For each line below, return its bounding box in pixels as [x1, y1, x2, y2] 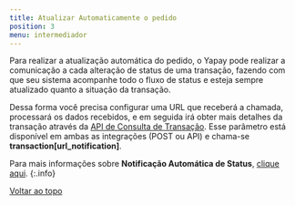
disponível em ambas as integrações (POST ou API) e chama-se [9, 131, 250, 142]
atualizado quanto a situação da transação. [9, 84, 171, 96]
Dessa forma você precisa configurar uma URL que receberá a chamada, [9, 102, 284, 113]
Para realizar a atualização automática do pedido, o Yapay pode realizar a [9, 56, 286, 67]
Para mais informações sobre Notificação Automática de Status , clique [9, 159, 280, 169]
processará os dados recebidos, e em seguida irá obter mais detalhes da [9, 111, 283, 123]
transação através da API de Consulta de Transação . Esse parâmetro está [9, 121, 287, 132]
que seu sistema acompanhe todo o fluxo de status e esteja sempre [9, 75, 264, 86]
